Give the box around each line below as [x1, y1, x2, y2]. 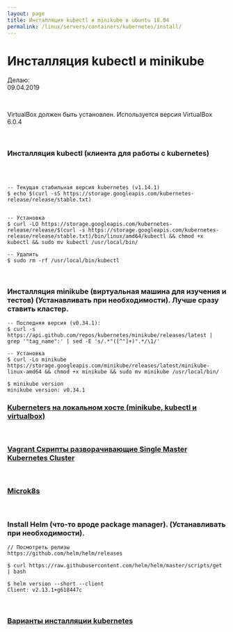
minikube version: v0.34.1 [7, 387, 86, 394]
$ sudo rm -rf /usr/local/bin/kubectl [7, 257, 120, 264]
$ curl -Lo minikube [7, 356, 67, 363]
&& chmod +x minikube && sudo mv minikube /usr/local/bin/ [44, 368, 219, 375]
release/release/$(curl [7, 227, 77, 234]
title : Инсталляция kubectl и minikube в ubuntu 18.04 [7, 17, 170, 24]
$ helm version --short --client [7, 581, 104, 588]
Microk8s [7, 486, 40, 496]
